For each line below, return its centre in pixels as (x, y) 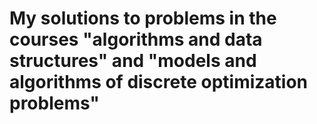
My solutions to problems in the (143, 18)
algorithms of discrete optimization (159, 82)
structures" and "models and (133, 61)
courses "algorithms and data (136, 39)
